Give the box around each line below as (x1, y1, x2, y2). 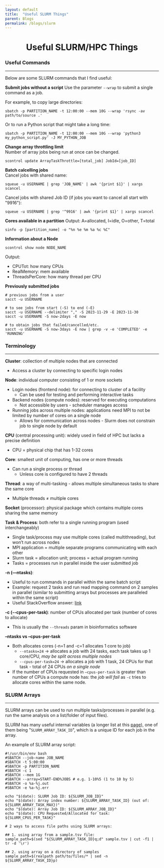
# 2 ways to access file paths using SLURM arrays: (5, 824, 112, 829)
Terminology (5, 342, 36, 349)
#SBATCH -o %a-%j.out (5, 781, 49, 786)
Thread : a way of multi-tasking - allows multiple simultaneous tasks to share (5, 481, 159, 487)
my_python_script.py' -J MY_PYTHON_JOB (5, 135, 86, 140)
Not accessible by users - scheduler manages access (19, 402, 128, 408)
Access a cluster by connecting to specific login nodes (12, 368, 123, 374)
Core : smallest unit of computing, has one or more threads (5, 457, 123, 463)
